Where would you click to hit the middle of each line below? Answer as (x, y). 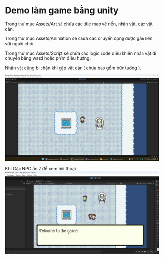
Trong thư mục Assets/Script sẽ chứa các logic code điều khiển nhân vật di (81, 53)
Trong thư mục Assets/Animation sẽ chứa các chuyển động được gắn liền (79, 38)
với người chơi (19, 43)
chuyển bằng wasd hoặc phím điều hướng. (48, 58)
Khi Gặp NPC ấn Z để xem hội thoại (41, 169)
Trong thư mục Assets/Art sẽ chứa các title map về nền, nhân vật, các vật (79, 24)
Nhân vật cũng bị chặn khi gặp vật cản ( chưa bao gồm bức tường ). (73, 68)
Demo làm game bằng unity (62, 10)
